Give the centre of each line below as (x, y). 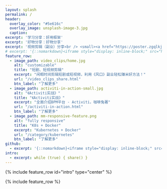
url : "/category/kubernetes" (44, 135)
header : (13, 19)
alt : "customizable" (35, 65)
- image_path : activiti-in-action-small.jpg (56, 88)
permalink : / (19, 14)
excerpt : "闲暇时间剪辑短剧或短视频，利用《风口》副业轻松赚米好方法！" (80, 75)
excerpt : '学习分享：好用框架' (34, 38)
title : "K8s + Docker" (38, 125)
